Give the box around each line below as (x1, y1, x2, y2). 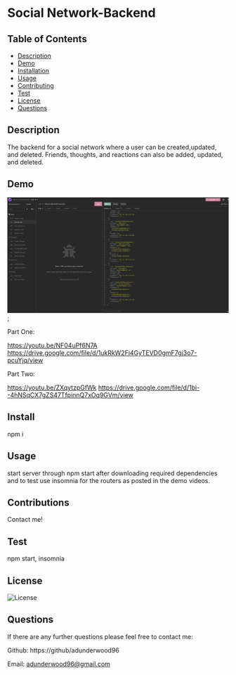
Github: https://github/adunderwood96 (7, 645, 119, 655)
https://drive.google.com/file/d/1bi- (98, 383, 200, 392)
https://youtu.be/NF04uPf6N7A (7, 341, 98, 349)
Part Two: (7, 369, 35, 378)
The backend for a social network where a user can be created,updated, (7, 143, 217, 151)
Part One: (7, 327, 35, 335)
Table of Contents (7, 33, 88, 45)
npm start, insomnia (7, 554, 65, 563)
